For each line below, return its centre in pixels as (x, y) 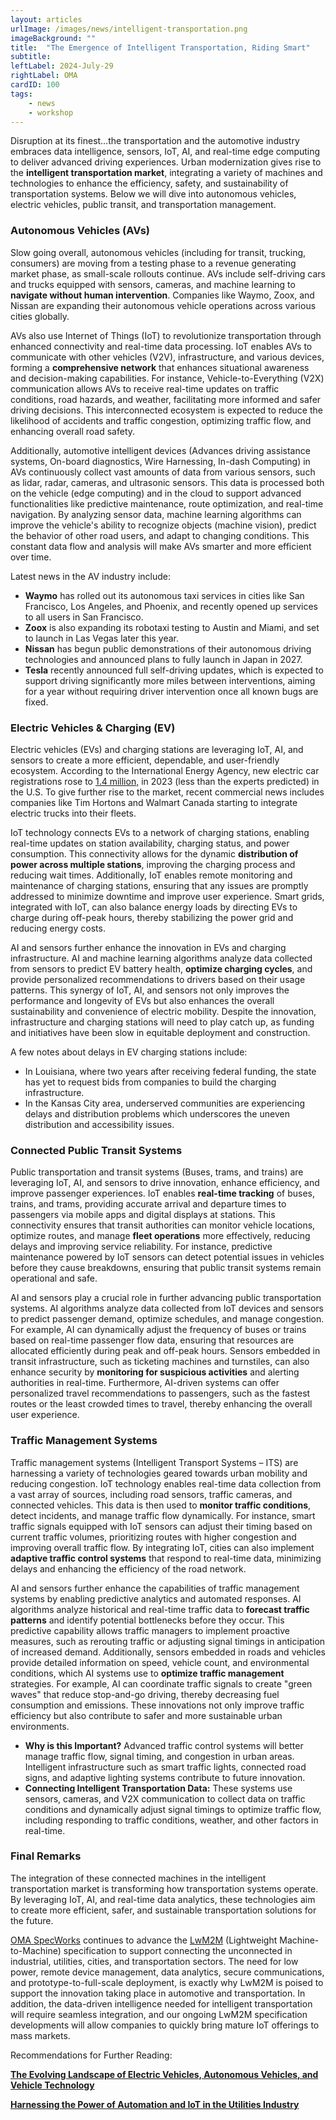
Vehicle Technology (52, 2085)
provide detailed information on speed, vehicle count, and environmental (160, 1662)
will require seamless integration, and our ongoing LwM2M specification (159, 2014)
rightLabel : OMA (44, 76)
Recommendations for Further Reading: (91, 2055)
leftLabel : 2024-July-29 (62, 66)
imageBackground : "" (53, 38)
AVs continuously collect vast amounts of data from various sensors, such (163, 472)
